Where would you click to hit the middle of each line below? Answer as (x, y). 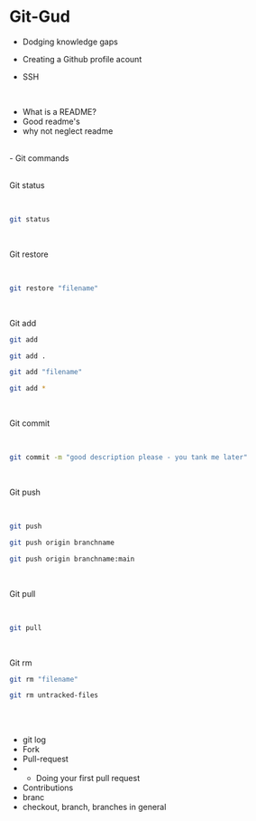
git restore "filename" (54, 288)
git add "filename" (46, 373)
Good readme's (51, 121)
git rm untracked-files (54, 695)
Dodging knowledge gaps (70, 42)
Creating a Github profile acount (82, 59)
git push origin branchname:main (72, 559)
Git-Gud (40, 17)
